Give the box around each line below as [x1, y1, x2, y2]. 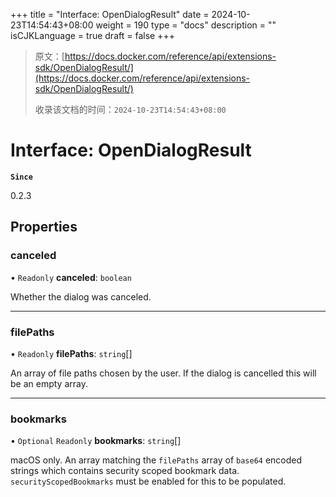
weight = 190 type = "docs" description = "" [95, 19, 277, 31]
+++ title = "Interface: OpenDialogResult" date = [10, 9, 210, 20]
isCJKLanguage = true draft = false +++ [10, 30, 175, 41]
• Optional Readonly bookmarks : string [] [10, 435, 182, 447]
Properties [10, 219, 78, 236]
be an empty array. [10, 377, 88, 389]
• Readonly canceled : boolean [10, 271, 132, 283]
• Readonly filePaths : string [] [10, 347, 133, 359]
